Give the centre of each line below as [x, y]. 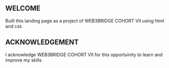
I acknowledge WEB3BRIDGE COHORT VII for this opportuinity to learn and [84, 54]
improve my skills [23, 60]
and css [14, 26]
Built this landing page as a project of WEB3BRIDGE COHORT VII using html [85, 20]
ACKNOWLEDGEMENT [42, 42]
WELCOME [23, 8]
